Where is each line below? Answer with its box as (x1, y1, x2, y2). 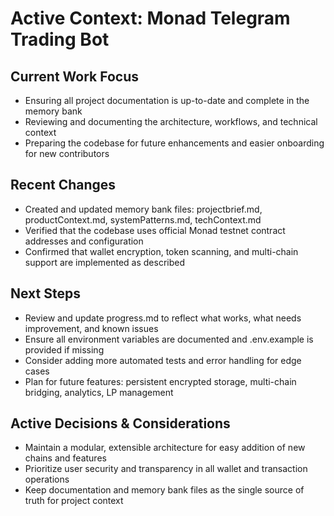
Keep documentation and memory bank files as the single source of (24, 484, 305, 496)
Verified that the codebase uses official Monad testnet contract (24, 224, 286, 236)
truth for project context (24, 495, 124, 507)
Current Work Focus (10, 68, 140, 85)
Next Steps (10, 285, 81, 302)
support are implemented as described (24, 256, 186, 268)
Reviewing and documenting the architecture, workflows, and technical (24, 116, 318, 127)
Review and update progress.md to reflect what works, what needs (24, 312, 302, 324)
